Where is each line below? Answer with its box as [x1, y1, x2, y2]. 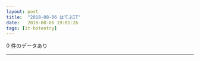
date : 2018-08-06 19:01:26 [6, 20, 79, 25]
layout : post [6, 8, 39, 15]
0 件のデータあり [6, 42, 48, 49]
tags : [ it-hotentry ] [6, 25, 58, 31]
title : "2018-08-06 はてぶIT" [6, 14, 82, 20]
